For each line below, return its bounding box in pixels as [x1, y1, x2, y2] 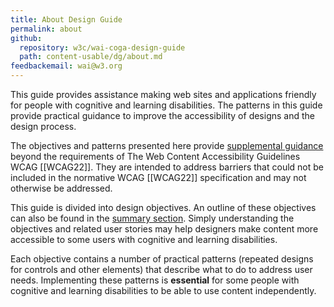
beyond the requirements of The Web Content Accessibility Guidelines [10, 151, 301, 162]
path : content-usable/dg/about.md [19, 52, 163, 62]
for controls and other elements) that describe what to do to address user [10, 264, 313, 275]
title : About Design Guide [10, 14, 123, 25]
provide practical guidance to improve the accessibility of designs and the [10, 110, 315, 121]
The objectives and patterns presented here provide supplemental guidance [10, 140, 324, 151]
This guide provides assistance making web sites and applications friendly [10, 89, 317, 100]
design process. [10, 121, 77, 132]
